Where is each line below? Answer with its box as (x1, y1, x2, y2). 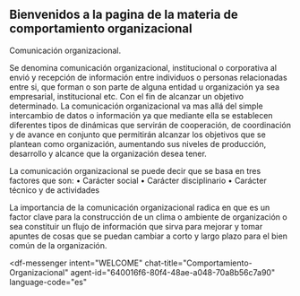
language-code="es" (9, 276, 88, 287)
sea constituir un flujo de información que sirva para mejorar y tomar (9, 221, 263, 231)
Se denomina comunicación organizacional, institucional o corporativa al (9, 62, 278, 73)
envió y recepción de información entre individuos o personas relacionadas (9, 72, 288, 83)
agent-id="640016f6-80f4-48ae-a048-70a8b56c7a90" (70, 266, 276, 277)
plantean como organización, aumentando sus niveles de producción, (9, 138, 267, 149)
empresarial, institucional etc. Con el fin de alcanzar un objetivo (9, 91, 244, 101)
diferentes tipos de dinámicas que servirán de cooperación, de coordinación (9, 119, 291, 130)
